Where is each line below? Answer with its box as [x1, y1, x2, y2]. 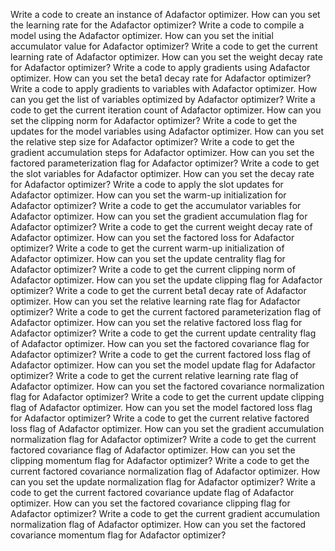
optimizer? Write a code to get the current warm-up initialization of [10, 242, 285, 254]
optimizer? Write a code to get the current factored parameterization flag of [10, 306, 322, 318]
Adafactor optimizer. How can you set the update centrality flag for [10, 253, 286, 264]
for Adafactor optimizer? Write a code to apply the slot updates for [10, 179, 284, 190]
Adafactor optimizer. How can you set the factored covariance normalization [10, 380, 325, 392]
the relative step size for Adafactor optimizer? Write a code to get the [10, 136, 295, 148]
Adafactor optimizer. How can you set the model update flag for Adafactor [10, 359, 316, 371]
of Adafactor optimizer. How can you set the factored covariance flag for [10, 338, 310, 349]
